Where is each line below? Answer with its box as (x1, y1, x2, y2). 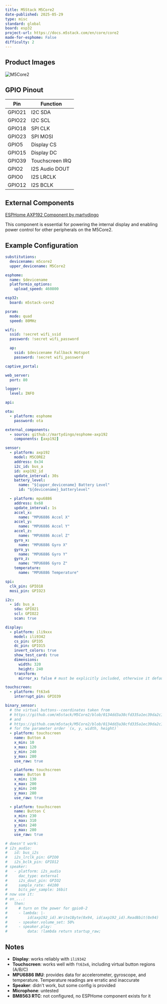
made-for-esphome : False (5, 35, 57, 40)
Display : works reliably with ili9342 (12, 956, 86, 962)
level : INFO (9, 391, 35, 396)
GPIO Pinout (5, 86, 44, 94)
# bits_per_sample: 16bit (5, 887, 68, 892)
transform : (14, 671, 37, 676)
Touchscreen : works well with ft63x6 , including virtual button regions (12, 961, 156, 967)
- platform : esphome (9, 414, 52, 419)
